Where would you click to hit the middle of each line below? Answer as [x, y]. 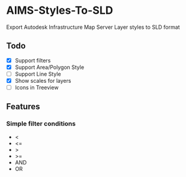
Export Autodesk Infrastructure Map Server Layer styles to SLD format [93, 27]
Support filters [33, 60]
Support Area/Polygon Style [49, 67]
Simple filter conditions [41, 124]
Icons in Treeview [37, 87]
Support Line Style [38, 74]
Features [23, 106]
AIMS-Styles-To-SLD [60, 10]
